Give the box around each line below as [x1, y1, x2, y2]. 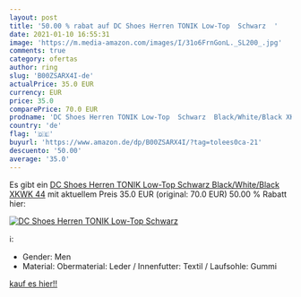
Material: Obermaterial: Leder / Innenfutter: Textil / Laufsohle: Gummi [21, 260, 278, 271]
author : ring [9, 64, 58, 72]
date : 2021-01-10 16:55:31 [9, 30, 110, 38]
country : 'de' [9, 122, 63, 131]
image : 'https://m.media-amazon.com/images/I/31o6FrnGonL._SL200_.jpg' [9, 38, 282, 47]
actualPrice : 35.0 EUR [9, 80, 94, 89]
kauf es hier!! [9, 278, 58, 289]
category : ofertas [9, 55, 78, 64]
